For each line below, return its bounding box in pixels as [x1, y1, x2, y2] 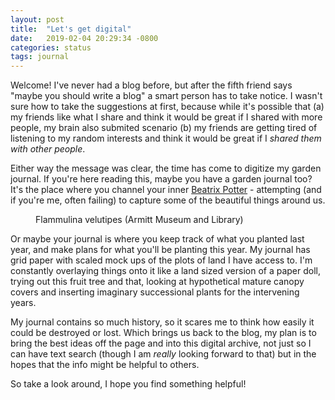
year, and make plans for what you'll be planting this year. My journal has [10, 244, 311, 256]
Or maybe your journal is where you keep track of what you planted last [10, 233, 305, 245]
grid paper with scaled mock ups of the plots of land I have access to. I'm [10, 254, 313, 266]
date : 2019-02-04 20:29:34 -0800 [10, 33, 159, 43]
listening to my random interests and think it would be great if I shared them [10, 132, 322, 145]
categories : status [10, 42, 92, 53]
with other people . [10, 143, 86, 155]
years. [10, 297, 37, 309]
